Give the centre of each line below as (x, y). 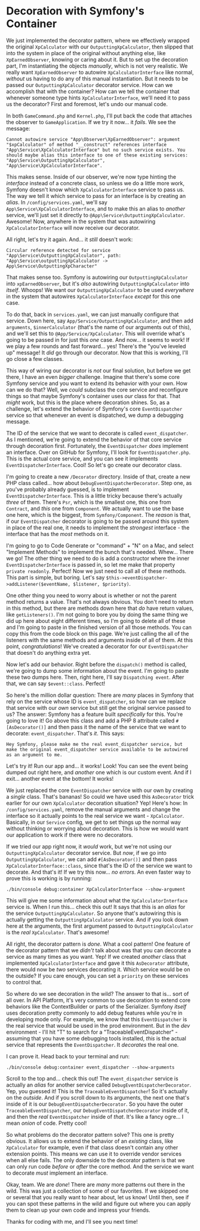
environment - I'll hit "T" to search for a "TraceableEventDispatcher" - (92, 1032)
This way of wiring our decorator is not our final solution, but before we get (99, 371)
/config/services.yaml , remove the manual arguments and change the (93, 809)
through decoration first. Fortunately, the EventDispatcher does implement (97, 446)
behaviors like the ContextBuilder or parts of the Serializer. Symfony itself (96, 1006)
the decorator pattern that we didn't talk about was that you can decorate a (99, 950)
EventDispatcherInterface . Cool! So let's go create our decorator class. (94, 465)
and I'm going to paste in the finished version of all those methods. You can (99, 627)
